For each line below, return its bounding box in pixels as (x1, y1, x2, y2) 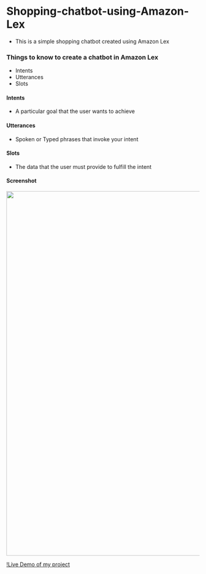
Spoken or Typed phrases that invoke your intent (15, 135, 139, 142)
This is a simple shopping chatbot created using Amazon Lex (15, 37, 170, 45)
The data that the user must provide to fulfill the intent (15, 163, 152, 170)
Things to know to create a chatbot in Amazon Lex (6, 53, 158, 61)
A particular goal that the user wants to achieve (15, 107, 135, 115)
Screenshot (6, 177, 37, 185)
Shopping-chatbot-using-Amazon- (6, 4, 189, 18)
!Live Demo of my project (6, 560, 71, 568)
